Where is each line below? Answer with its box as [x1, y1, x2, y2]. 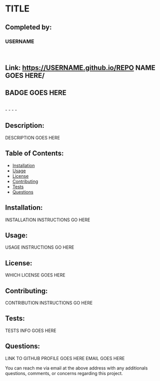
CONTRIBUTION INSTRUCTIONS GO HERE [5, 300, 93, 306]
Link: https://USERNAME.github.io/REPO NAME [5, 63, 156, 72]
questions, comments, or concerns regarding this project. [5, 370, 123, 376]
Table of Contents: [5, 149, 64, 158]
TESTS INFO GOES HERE [5, 328, 57, 334]
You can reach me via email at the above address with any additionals [5, 365, 148, 371]
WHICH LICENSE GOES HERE [5, 272, 66, 278]
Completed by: [5, 23, 52, 31]
